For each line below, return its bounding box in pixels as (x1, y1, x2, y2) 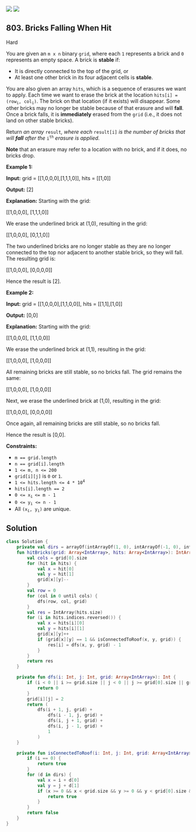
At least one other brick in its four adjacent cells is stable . (14, 74, 153, 81)
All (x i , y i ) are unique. (14, 505, 71, 513)
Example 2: (6, 289, 34, 296)
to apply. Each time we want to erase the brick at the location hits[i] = (6, 91, 178, 98)
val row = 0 (27, 588, 57, 593)
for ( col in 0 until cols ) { (27, 593, 98, 599)
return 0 (37, 685, 59, 691)
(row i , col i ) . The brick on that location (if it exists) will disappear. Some (6, 97, 181, 105)
